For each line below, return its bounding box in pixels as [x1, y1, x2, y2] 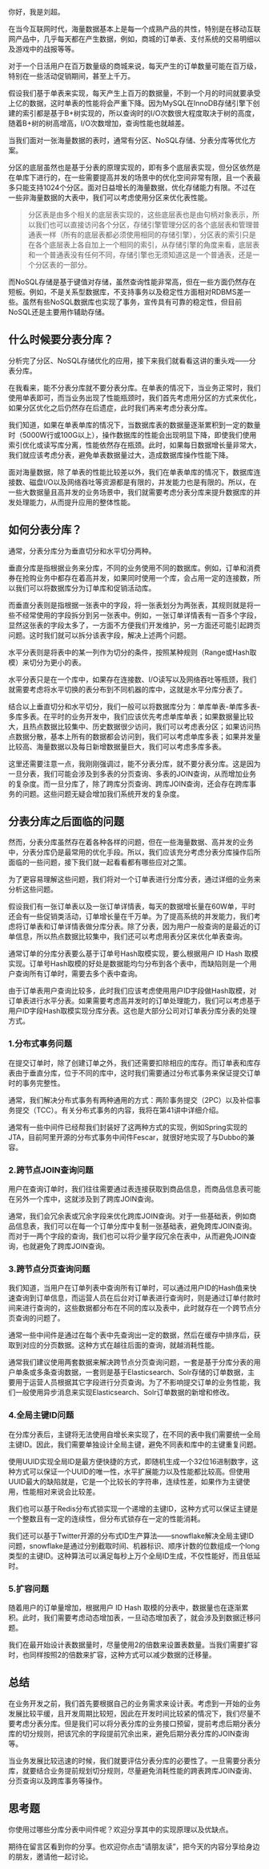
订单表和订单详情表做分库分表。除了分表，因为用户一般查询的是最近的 [22, 922, 254, 932]
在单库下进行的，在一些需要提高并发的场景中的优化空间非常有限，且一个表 [8, 173, 254, 182]
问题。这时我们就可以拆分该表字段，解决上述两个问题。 [8, 630, 191, 640]
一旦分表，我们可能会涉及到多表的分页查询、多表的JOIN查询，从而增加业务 [8, 769, 257, 778]
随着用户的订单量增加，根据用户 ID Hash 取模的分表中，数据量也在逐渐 [8, 1602, 242, 1612]
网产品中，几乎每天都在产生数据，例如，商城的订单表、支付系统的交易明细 [8, 35, 254, 43]
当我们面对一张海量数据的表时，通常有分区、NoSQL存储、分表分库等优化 [8, 136, 250, 145]
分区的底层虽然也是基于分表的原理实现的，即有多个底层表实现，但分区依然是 [8, 163, 261, 172]
